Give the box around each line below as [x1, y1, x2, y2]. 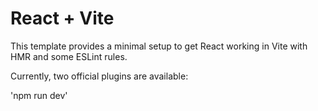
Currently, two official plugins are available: [10, 70, 189, 82]
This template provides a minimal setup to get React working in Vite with [10, 40, 308, 52]
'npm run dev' [10, 89, 68, 101]
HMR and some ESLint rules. [10, 50, 128, 62]
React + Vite [10, 7, 115, 30]
